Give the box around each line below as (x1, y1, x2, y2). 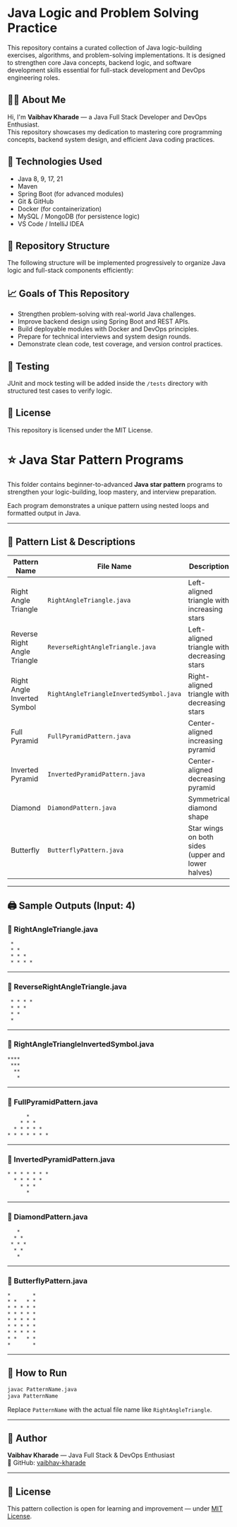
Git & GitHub (17, 196, 54, 206)
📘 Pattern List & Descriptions (7, 536, 136, 548)
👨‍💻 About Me (7, 94, 66, 106)
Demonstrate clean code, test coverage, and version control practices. (17, 340, 224, 348)
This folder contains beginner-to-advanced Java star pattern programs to (7, 480, 223, 488)
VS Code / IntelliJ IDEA (17, 219, 85, 228)
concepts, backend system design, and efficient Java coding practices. (7, 135, 215, 143)
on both (188, 832, 214, 842)
